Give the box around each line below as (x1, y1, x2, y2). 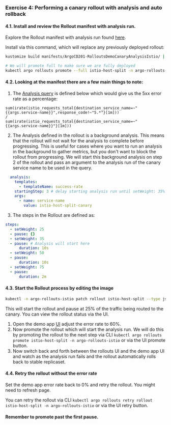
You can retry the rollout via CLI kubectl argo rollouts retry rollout (5, 396, 153, 403)
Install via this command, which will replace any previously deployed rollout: (5, 44, 164, 50)
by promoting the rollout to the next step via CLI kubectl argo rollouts (12, 331, 162, 337)
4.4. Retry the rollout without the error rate (5, 371, 98, 377)
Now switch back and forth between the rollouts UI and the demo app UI (12, 348, 165, 354)
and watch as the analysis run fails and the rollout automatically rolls (12, 353, 156, 359)
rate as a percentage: (12, 96, 58, 102)
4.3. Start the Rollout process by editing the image (5, 285, 113, 291)
